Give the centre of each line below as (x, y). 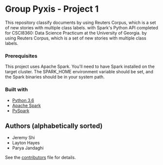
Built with (17, 90)
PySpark (21, 110)
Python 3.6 (23, 100)
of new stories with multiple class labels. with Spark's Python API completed (81, 27)
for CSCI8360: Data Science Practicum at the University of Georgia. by (76, 33)
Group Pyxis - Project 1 (52, 9)
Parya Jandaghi (28, 148)
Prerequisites (21, 56)
